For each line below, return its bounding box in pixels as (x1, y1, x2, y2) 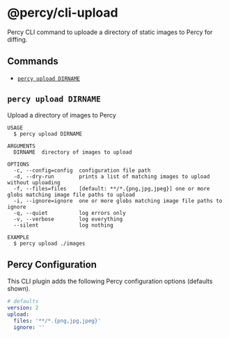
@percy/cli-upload (7, 5, 118, 21)
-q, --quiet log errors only (13, 209, 127, 216)
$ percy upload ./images (13, 240, 86, 247)
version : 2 (7, 305, 39, 312)
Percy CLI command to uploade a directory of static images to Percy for (7, 28, 213, 36)
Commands (7, 56, 59, 67)
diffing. (7, 35, 28, 43)
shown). (7, 284, 31, 293)
